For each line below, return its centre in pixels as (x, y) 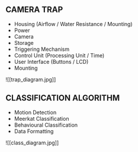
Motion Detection (35, 112)
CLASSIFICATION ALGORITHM (63, 98)
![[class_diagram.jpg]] (32, 143)
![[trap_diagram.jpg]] (31, 79)
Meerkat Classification (41, 118)
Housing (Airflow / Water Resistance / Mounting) (73, 24)
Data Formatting (34, 131)
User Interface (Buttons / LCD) (51, 62)
